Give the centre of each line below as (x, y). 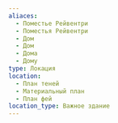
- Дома (27, 53)
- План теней (38, 83)
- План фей (34, 99)
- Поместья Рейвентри (52, 31)
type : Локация (32, 69)
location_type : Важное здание (59, 106)
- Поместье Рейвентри (52, 23)
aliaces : (23, 16)
